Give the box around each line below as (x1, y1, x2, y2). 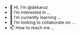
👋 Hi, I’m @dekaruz (9, 5, 48, 10)
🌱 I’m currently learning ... (9, 15, 62, 20)
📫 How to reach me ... (9, 25, 55, 30)
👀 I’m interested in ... (9, 9, 51, 15)
